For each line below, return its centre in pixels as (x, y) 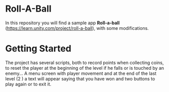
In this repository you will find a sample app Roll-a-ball (62, 23)
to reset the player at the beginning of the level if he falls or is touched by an (85, 68)
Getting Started (38, 49)
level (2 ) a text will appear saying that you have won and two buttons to (80, 78)
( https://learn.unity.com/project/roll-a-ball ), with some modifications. (77, 28)
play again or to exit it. (28, 84)
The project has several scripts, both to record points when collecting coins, (85, 62)
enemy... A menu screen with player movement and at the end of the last (81, 73)
